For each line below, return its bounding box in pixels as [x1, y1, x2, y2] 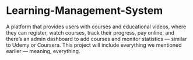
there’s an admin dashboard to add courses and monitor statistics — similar [6, 35, 187, 42]
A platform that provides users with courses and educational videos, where [6, 23, 187, 30]
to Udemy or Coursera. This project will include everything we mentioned [6, 42, 182, 48]
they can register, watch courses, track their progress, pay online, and [6, 29, 175, 36]
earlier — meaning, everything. [6, 47, 80, 54]
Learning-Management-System [6, 4, 163, 17]
